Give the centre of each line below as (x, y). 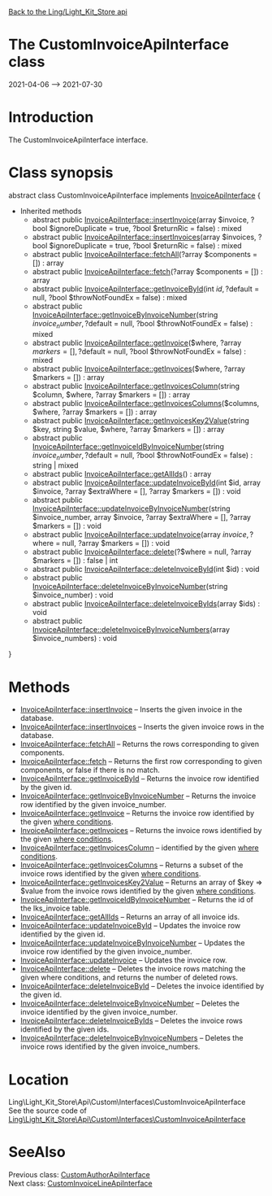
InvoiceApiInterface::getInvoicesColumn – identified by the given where (140, 848)
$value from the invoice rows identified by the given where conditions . (138, 891)
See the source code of (48, 1111)
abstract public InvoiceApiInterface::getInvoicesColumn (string (136, 386)
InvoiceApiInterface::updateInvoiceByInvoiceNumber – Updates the (132, 943)
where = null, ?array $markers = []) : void (101, 543)
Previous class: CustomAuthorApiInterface (79, 1175)
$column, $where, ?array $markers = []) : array (111, 395)
